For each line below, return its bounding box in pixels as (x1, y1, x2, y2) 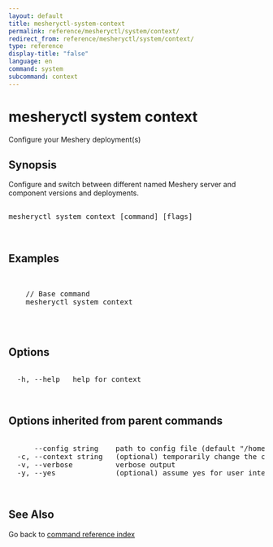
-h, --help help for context (16, 375, 142, 383)
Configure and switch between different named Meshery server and (8, 180, 236, 190)
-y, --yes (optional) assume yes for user (16, 468, 245, 477)
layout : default (8, 11, 63, 20)
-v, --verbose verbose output (16, 460, 176, 469)
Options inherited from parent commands (8, 414, 223, 428)
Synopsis (8, 158, 57, 172)
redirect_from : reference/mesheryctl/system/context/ (8, 34, 195, 43)
